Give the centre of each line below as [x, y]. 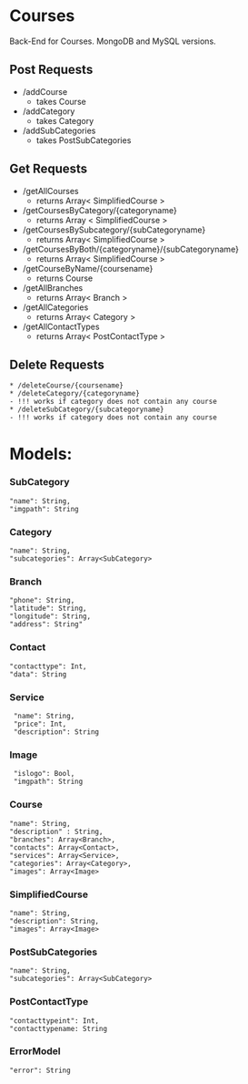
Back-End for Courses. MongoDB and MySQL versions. [113, 41]
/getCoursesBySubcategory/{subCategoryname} [114, 230]
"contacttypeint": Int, [55, 1021]
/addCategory [49, 111]
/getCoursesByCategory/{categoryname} [99, 210]
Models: [41, 454]
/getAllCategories [55, 307]
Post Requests [51, 70]
